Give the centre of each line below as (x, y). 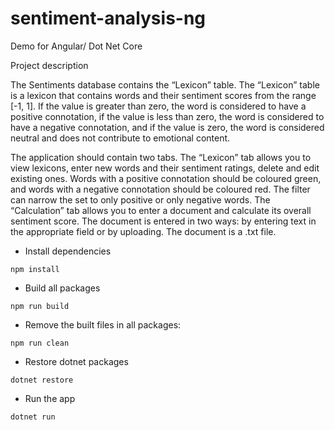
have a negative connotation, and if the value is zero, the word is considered (167, 127)
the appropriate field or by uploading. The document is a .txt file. (143, 231)
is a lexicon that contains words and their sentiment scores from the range (163, 95)
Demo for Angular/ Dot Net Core (76, 46)
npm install (35, 269)
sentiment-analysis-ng (108, 18)
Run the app (50, 398)
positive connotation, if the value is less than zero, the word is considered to (167, 116)
